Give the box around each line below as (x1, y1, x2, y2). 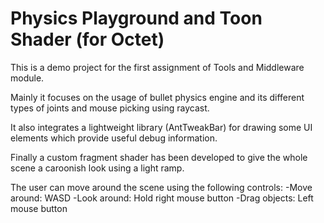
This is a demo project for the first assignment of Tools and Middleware (10, 61, 305, 73)
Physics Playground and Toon (10, 7, 263, 30)
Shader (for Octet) (10, 28, 165, 51)
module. (10, 72, 45, 84)
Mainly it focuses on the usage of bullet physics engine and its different (10, 91, 305, 103)
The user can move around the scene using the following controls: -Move (10, 181, 313, 193)
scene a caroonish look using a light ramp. (10, 162, 185, 174)
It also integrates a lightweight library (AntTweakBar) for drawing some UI (10, 121, 313, 133)
